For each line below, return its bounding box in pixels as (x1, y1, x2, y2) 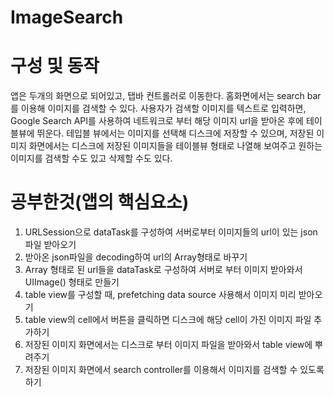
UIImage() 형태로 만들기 (24, 276, 120, 288)
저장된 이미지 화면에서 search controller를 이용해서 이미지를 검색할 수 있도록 (24, 364, 325, 376)
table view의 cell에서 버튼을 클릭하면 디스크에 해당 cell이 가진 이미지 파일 (24, 314, 312, 326)
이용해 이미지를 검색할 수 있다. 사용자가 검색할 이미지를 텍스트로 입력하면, (20, 102, 307, 115)
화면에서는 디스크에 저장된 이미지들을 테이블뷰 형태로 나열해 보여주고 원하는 (28, 140, 323, 152)
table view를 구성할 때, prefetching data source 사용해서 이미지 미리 (24, 289, 297, 301)
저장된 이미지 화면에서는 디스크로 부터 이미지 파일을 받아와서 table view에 (24, 339, 313, 351)
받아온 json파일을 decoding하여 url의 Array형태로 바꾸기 (24, 251, 248, 263)
